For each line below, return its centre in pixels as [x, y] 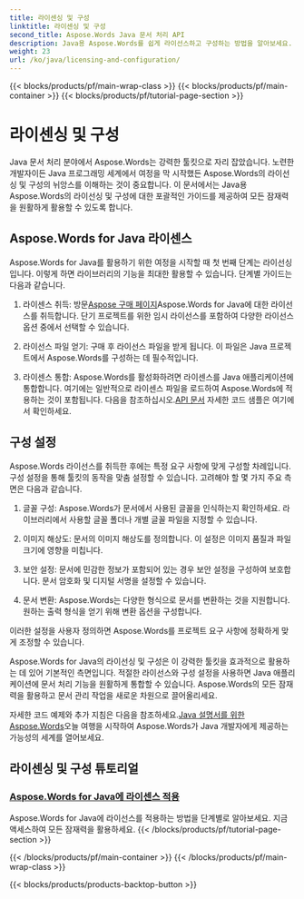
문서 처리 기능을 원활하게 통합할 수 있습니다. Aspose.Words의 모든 [158, 684]
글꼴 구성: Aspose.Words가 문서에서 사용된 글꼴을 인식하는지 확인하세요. [152, 508]
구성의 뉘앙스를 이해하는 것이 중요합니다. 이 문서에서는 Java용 [138, 184]
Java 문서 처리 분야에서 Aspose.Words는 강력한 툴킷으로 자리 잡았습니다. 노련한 [152, 162]
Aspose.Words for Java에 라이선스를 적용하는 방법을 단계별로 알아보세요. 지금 [149, 818]
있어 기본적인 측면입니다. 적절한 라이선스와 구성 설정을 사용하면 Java [150, 672]
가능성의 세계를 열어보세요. [57, 737]
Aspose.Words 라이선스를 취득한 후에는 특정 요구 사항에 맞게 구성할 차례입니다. [151, 466]
